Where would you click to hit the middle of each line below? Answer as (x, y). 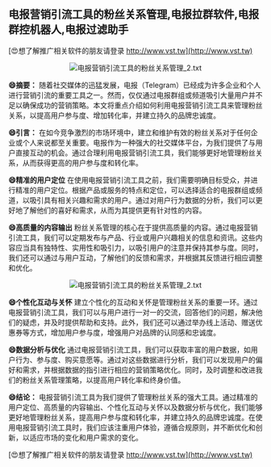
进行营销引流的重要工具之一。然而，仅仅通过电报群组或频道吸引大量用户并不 (135, 95)
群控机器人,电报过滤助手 (69, 29)
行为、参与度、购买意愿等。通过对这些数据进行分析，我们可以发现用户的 (135, 360)
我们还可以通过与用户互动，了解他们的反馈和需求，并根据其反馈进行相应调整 (135, 258)
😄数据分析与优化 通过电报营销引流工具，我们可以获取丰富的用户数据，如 (130, 349)
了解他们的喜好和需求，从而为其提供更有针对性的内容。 (114, 210)
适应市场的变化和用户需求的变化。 (86, 437)
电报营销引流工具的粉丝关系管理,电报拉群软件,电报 (134, 15)
